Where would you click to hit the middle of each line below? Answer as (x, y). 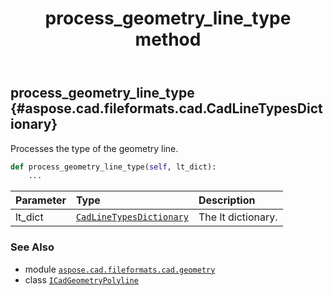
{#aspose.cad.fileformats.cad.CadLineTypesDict (166, 108)
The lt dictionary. (238, 217)
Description (227, 200)
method (168, 39)
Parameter (41, 200)
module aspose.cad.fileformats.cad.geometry (120, 269)
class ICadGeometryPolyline (81, 279)
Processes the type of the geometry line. (94, 148)
